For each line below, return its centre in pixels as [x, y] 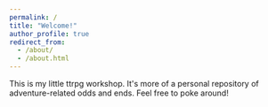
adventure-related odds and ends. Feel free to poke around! [119, 93]
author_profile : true [49, 34]
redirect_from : [37, 42]
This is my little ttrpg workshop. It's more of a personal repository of [134, 84]
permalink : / [33, 17]
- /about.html [43, 58]
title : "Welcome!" [43, 26]
